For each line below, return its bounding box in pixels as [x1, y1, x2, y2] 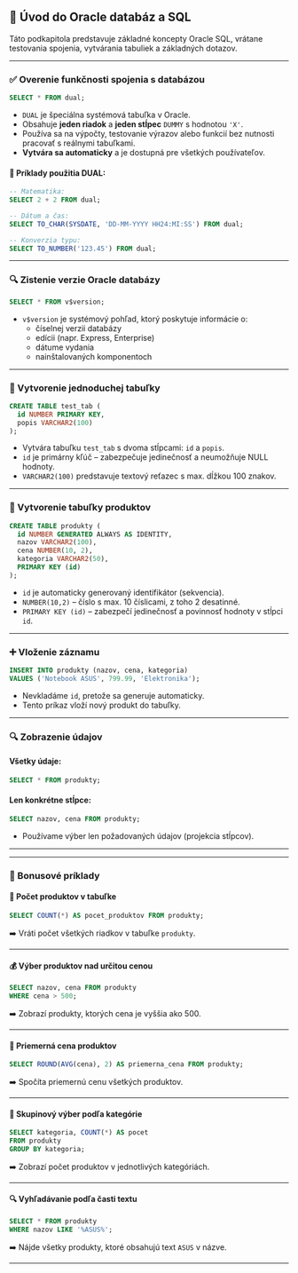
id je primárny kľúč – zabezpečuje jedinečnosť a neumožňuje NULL [21, 452, 269, 463]
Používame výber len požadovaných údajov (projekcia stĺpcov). [21, 830, 255, 841]
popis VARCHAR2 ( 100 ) [17, 418, 93, 427]
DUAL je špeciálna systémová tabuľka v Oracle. [21, 109, 191, 120]
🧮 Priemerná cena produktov [9, 1040, 117, 1051]
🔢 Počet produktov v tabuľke [9, 891, 117, 902]
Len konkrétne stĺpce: [9, 795, 91, 805]
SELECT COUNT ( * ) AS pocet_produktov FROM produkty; [9, 912, 204, 921]
